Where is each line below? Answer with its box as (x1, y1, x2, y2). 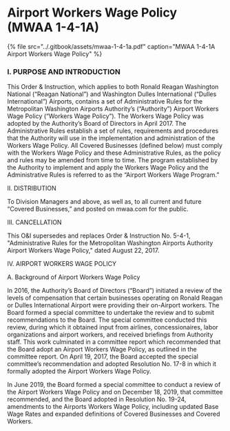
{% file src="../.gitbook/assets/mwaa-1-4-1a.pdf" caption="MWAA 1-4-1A (7, 42, 216, 50)
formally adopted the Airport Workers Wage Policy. (7, 367, 151, 376)
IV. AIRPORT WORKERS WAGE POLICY (7, 260, 117, 268)
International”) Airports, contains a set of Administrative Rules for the (7, 97, 203, 106)
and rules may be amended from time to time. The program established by (7, 156, 218, 164)
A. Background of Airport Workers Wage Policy (7, 273, 140, 281)
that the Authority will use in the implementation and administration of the (7, 134, 216, 142)
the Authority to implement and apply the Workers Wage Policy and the (7, 164, 209, 172)
